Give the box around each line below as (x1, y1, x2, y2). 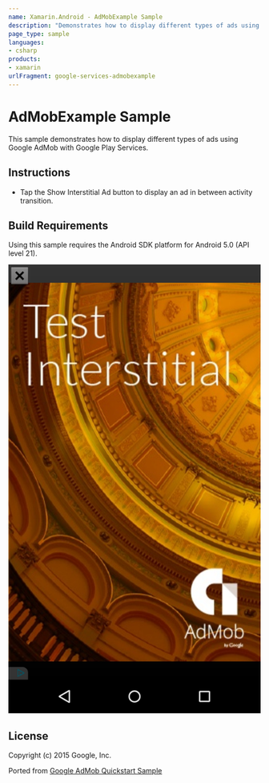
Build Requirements (8, 219, 109, 232)
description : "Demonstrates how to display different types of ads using (8, 21, 260, 30)
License (8, 729, 49, 743)
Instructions (8, 166, 70, 180)
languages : (8, 38, 45, 46)
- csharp (8, 46, 38, 55)
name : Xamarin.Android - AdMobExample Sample (8, 13, 163, 21)
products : (8, 55, 42, 63)
